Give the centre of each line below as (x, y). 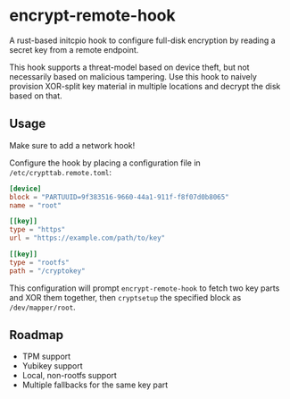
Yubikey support (52, 366)
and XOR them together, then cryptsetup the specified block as (125, 297)
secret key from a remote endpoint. (74, 49)
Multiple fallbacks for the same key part (95, 385)
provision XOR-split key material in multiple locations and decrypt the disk (145, 86)
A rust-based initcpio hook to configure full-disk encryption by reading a (142, 40)
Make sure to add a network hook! (72, 145)
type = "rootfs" (39, 262)
